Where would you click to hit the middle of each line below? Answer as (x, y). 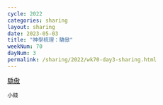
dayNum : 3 (22, 54)
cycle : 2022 (25, 14)
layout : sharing (31, 27)
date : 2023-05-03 (33, 33)
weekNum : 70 (25, 47)
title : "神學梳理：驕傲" (40, 40)
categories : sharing (38, 20)
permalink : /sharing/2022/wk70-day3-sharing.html (82, 60)
